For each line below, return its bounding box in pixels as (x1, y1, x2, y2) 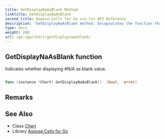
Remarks (5, 93, 33, 101)
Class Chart (12, 123, 36, 129)
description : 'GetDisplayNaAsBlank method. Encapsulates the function (5, 21, 153, 26)
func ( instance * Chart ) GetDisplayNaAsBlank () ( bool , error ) (5, 80, 137, 84)
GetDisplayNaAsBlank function (5, 53, 102, 61)
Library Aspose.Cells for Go (12, 128, 68, 134)
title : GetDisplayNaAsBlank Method (5, 7, 78, 12)
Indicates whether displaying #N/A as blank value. (5, 66, 107, 72)
